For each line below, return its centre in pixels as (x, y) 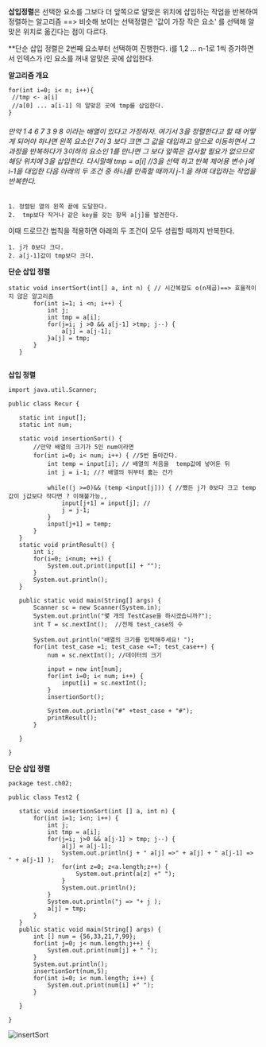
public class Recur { (44, 404)
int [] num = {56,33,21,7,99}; (85, 936)
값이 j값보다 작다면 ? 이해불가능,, (58, 496)
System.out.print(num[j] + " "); (102, 951)
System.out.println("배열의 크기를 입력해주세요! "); (114, 640)
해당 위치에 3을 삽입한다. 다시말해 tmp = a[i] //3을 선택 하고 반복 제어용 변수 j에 (131, 161)
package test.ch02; (40, 784)
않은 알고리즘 (35, 297)
